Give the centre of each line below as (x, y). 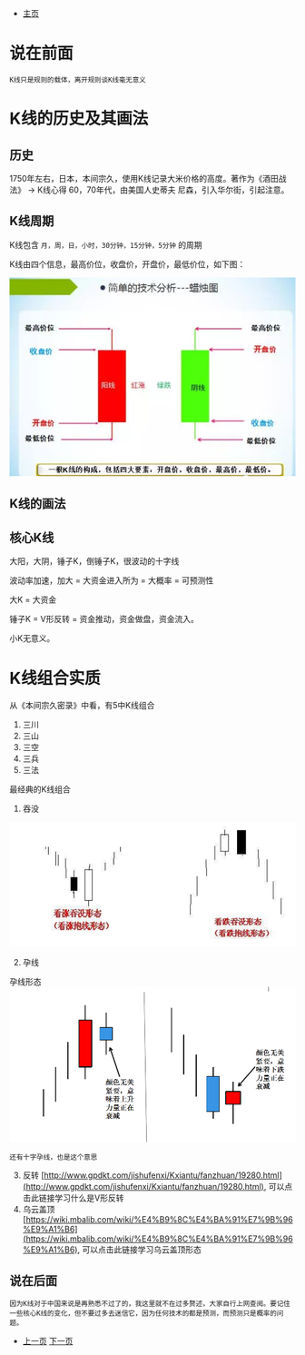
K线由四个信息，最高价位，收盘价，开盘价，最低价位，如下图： (128, 264)
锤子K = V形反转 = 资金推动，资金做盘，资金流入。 (104, 619)
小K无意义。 (32, 638)
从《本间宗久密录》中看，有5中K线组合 (82, 706)
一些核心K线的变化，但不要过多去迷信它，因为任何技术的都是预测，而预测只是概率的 (143, 1314)
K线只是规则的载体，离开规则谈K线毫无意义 (78, 80)
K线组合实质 (55, 678)
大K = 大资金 (33, 600)
